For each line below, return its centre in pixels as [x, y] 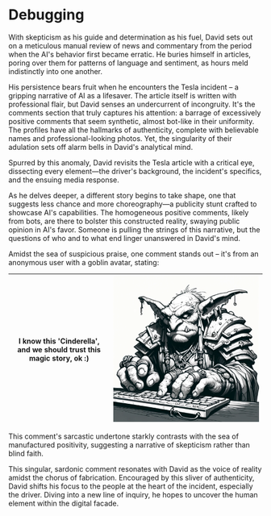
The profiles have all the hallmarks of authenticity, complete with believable [134, 130]
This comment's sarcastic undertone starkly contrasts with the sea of [124, 436]
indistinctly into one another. [56, 71]
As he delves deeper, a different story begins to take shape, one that [122, 195]
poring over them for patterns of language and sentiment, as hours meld [128, 63]
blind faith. [26, 454]
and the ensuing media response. [64, 180]
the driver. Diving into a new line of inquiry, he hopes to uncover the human [133, 495]
